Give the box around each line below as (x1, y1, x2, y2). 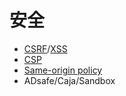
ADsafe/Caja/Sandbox (23, 74, 116, 86)
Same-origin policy (23, 64, 103, 76)
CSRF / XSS (23, 42, 68, 55)
